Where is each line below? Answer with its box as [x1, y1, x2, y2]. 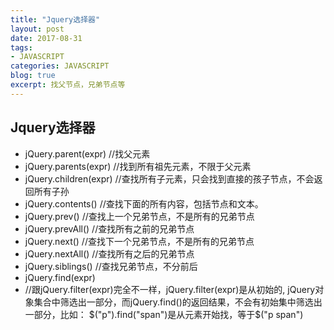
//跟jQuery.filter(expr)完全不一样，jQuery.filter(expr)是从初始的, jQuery [24, 283, 316, 295]
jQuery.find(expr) [24, 271, 96, 283]
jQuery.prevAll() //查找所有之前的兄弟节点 [24, 222, 195, 235]
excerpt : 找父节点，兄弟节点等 [10, 80, 126, 90]
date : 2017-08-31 [10, 33, 83, 43]
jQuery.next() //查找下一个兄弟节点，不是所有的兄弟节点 [24, 235, 255, 247]
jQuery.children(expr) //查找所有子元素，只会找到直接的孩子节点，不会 [24, 172, 315, 185]
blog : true [10, 71, 56, 81]
